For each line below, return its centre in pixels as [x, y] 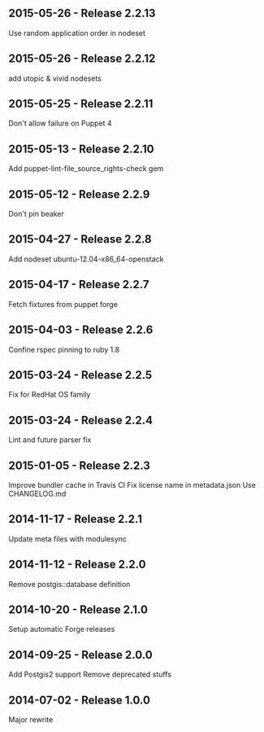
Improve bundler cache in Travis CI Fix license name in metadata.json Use [132, 484]
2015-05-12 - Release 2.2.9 [79, 194]
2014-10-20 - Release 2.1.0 [78, 609]
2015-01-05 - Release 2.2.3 [79, 465]
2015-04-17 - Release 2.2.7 [79, 285]
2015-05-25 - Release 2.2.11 [81, 104]
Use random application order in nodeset [77, 33]
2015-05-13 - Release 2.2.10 [81, 149]
